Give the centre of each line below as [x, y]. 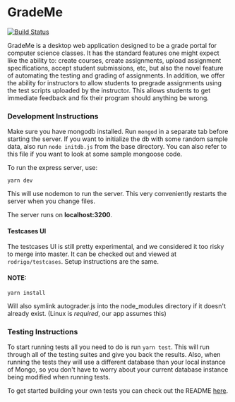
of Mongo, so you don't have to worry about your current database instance [118, 369]
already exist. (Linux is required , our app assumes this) [87, 313]
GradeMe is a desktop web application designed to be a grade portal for [112, 45]
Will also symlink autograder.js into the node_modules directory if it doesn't [116, 306]
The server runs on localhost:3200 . [60, 215]
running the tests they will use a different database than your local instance [116, 362]
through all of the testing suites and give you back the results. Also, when [114, 354]
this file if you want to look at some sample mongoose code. [95, 154]
